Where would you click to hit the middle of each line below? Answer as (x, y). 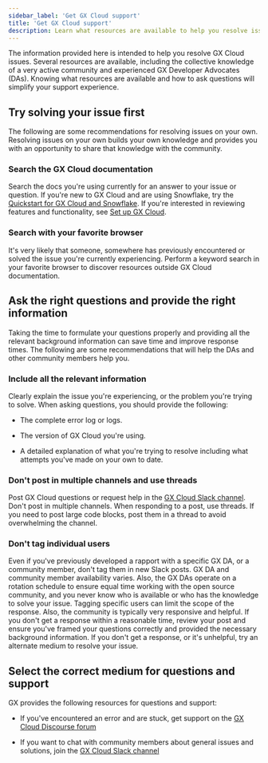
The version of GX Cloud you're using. (83, 435)
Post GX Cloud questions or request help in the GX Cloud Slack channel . (127, 498)
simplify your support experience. (64, 87)
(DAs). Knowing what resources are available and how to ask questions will (132, 79)
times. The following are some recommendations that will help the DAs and (131, 349)
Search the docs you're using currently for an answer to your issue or (122, 187)
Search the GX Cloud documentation (81, 169)
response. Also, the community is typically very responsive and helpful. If (129, 612)
